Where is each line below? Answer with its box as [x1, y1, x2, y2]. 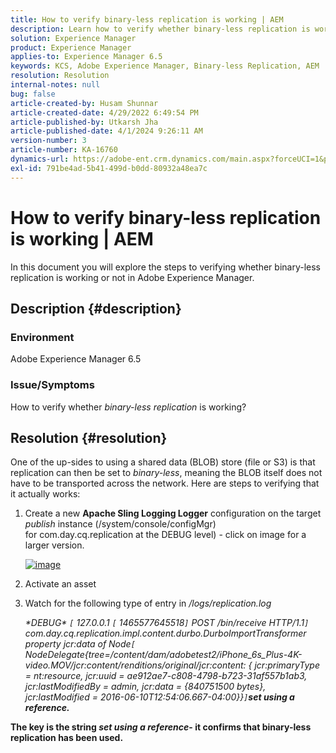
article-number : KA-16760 [10, 145, 118, 155]
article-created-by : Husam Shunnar [10, 98, 159, 108]
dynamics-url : [10, 154, 70, 164]
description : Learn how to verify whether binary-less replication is [10, 24, 311, 34]
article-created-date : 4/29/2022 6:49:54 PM [10, 107, 199, 118]
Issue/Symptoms [10, 378, 95, 392]
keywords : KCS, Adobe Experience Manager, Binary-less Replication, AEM [10, 61, 320, 71]
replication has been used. [10, 732, 124, 744]
